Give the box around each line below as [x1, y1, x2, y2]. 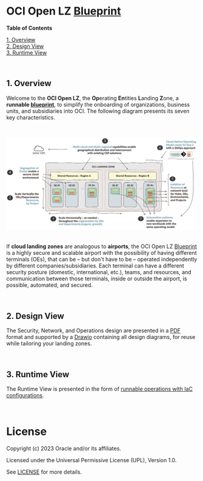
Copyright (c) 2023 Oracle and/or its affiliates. [6, 445, 121, 452]
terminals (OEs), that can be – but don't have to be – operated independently [6, 256, 198, 263]
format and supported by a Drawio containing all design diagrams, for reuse [6, 334, 196, 341]
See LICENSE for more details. [6, 468, 82, 476]
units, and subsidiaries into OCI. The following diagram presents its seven [6, 107, 190, 115]
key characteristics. [6, 113, 56, 121]
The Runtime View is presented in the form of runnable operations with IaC [6, 385, 193, 392]
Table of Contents [6, 24, 53, 32]
